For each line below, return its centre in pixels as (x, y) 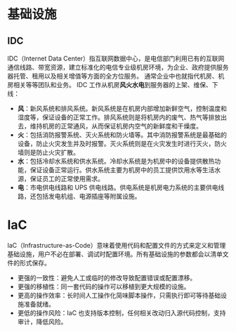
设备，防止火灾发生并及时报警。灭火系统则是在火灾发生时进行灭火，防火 (122, 144)
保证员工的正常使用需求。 (67, 179)
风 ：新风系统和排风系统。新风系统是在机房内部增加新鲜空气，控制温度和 (122, 108)
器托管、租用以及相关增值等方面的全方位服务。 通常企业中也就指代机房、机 (116, 76)
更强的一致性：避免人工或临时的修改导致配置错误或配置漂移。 (107, 277)
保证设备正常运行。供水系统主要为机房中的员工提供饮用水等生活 (122, 170)
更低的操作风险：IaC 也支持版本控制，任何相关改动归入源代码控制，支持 (122, 312)
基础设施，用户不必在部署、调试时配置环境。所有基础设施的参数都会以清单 (115, 254)
